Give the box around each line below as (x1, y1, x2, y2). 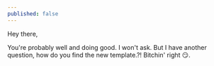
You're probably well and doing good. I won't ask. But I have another (7, 43, 207, 51)
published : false (7, 10, 59, 18)
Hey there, (7, 29, 38, 38)
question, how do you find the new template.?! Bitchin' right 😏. (7, 51, 191, 59)
